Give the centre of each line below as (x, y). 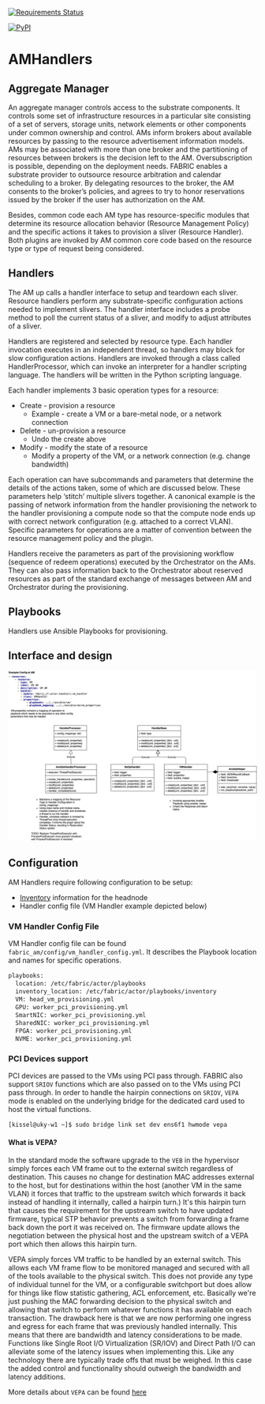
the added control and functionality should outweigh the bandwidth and (125, 1368)
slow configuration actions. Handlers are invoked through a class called (124, 358)
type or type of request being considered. (76, 248)
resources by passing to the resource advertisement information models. (127, 141)
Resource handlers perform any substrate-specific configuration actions (126, 301)
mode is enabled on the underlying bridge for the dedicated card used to (127, 1101)
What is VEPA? (33, 1142)
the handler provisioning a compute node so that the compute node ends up (132, 512)
